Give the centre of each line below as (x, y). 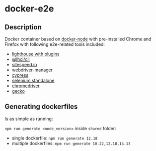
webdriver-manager (32, 70)
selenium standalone (33, 80)
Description (23, 27)
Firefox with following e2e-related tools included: (55, 44)
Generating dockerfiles (41, 107)
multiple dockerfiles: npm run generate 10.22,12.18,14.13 (71, 143)
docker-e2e (29, 9)
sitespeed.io (24, 65)
